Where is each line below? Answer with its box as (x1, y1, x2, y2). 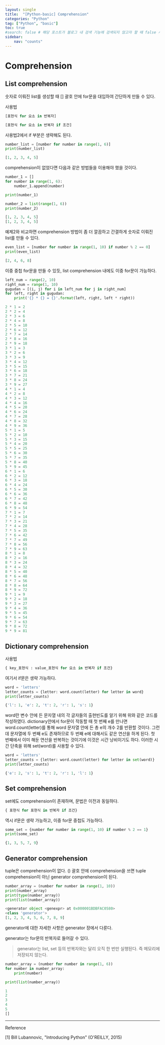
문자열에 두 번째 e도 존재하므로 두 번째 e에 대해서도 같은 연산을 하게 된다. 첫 (10, 731, 155, 737)
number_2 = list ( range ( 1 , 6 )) (5, 201, 67, 206)
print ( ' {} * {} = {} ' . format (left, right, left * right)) (14, 295, 135, 301)
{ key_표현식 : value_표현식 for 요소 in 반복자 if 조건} (5, 666, 113, 670)
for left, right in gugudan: (5, 291, 65, 296)
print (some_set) (5, 831, 38, 837)
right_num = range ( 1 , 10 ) (5, 282, 58, 287)
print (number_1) (5, 192, 38, 197)
